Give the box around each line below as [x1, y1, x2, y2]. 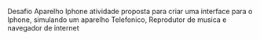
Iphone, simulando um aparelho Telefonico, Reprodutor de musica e [7, 15, 227, 24]
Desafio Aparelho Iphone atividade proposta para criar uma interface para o [7, 7, 253, 16]
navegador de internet [7, 24, 79, 32]
